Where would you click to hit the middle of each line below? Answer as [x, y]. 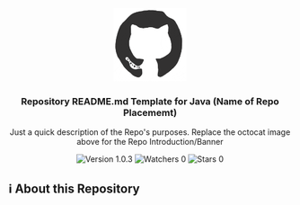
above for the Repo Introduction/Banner [150, 142]
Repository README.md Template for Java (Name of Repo [150, 101]
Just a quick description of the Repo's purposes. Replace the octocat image [150, 132]
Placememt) [150, 112]
